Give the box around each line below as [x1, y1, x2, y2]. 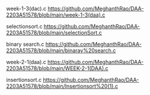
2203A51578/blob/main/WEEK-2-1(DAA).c [6, 65, 108, 72]
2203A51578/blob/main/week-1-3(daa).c [6, 11, 106, 18]
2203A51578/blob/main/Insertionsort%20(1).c [6, 83, 119, 90]
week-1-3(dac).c [6, 5, 47, 12]
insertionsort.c [6, 77, 42, 83]
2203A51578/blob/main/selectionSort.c [6, 29, 102, 36]
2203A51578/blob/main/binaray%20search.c [6, 47, 116, 54]
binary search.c [6, 41, 44, 47]
